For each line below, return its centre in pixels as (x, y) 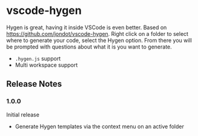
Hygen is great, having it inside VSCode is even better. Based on (87, 27)
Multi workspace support (46, 65)
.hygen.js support (38, 58)
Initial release (23, 114)
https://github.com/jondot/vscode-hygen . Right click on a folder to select (97, 33)
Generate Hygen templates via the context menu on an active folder (100, 126)
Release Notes (34, 84)
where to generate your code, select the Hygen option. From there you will (99, 40)
